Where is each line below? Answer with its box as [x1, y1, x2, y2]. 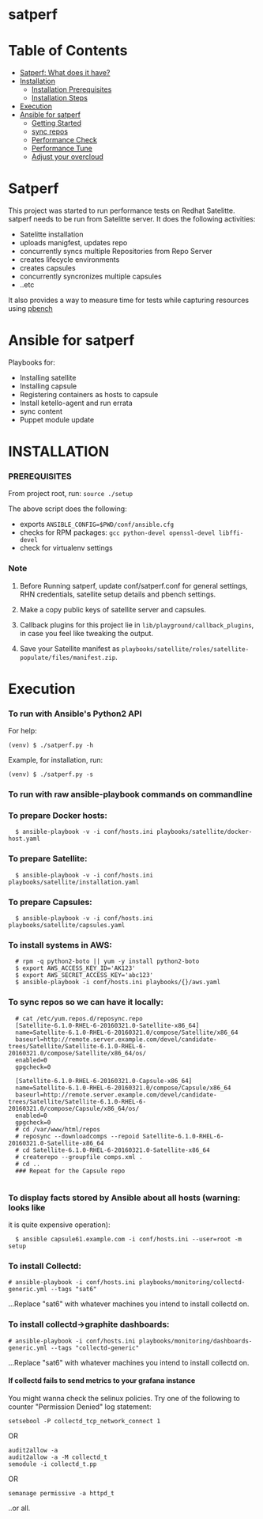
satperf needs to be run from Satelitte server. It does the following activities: [8, 214, 256, 224]
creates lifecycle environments [19, 255, 120, 264]
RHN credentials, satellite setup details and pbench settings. [19, 589, 216, 599]
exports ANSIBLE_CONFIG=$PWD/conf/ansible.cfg [19, 520, 175, 529]
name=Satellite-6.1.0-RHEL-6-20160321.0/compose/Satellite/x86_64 [15, 1028, 239, 1036]
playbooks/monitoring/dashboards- [138, 1337, 253, 1345]
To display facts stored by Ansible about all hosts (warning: [8, 1192, 241, 1203]
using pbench [8, 304, 53, 313]
